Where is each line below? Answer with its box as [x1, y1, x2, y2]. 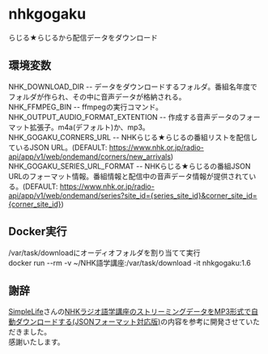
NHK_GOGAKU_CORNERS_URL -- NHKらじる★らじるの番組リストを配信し [8, 132, 257, 142]
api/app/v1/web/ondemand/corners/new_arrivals [8, 151, 172, 161]
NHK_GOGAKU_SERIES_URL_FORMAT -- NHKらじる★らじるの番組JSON [8, 161, 251, 171]
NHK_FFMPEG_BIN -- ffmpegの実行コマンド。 [8, 102, 164, 112]
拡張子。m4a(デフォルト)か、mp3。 [29, 122, 150, 132]
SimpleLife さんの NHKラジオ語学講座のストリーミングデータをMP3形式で [8, 307, 252, 317]
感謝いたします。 [8, 337, 65, 347]
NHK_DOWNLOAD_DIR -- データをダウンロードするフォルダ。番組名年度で [8, 82, 257, 92]
